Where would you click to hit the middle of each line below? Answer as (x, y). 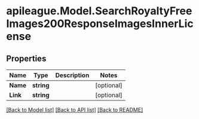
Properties (26, 58)
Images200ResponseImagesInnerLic (100, 24)
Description (72, 75)
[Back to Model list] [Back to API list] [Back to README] (75, 110)
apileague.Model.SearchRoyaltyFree (99, 11)
